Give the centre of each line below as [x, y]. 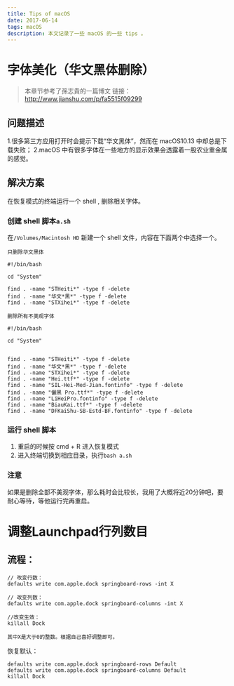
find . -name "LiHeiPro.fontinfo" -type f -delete [83, 399]
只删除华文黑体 [26, 252]
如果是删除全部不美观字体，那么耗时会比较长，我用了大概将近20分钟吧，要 [116, 492]
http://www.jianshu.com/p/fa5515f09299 [83, 99]
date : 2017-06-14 [33, 20]
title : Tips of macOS [39, 14]
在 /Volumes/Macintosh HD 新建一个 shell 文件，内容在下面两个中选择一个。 [114, 238]
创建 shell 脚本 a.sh [39, 220]
